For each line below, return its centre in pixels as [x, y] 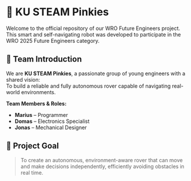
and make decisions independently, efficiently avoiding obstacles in [102, 166]
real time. [32, 172]
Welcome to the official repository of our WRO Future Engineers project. [93, 28]
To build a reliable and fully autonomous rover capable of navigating [88, 86]
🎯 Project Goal [33, 146]
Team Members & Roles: [36, 103]
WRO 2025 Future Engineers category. [53, 41]
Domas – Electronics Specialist [52, 121]
